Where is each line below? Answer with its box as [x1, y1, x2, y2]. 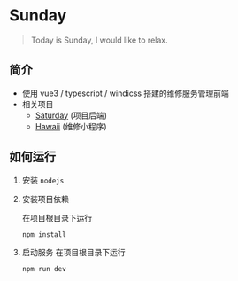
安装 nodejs [21, 175, 65, 185]
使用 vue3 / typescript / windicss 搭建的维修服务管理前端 [21, 88, 230, 98]
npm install [21, 230, 66, 239]
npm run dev [21, 265, 66, 274]
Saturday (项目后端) [35, 110, 108, 121]
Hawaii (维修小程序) [35, 121, 108, 131]
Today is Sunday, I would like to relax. [30, 35, 168, 45]
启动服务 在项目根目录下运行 [21, 247, 126, 258]
